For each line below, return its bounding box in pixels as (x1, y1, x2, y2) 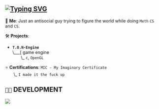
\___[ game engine (12, 49, 49, 55)
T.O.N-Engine (12, 45, 39, 50)
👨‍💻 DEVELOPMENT (5, 86, 63, 94)
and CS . (5, 23, 20, 29)
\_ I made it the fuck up (13, 71, 65, 77)
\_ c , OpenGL (21, 54, 44, 60)
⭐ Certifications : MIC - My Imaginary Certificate (5, 64, 107, 70)
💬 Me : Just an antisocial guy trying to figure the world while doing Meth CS (5, 18, 154, 23)
